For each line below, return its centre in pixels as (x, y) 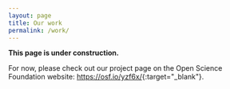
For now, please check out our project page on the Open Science (115, 68)
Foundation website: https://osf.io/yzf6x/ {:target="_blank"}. (106, 77)
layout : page (30, 15)
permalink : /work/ (39, 30)
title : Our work (35, 23)
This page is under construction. (64, 53)
